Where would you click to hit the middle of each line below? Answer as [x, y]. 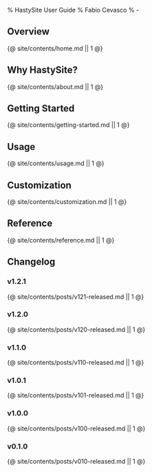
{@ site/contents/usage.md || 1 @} [56, 163]
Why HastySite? [42, 70]
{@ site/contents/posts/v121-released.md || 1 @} [76, 296]
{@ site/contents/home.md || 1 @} [55, 48]
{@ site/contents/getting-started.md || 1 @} [68, 125]
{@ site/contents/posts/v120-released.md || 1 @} [76, 329]
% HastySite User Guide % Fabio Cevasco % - [73, 10]
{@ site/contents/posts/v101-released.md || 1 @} [76, 395]
